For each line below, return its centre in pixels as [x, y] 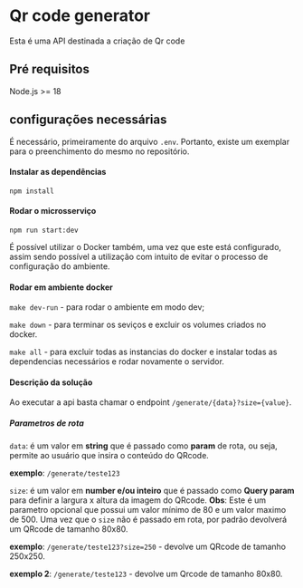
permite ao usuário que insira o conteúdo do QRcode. [109, 456]
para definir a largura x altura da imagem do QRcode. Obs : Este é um [138, 500]
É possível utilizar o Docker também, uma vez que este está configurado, [146, 246]
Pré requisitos [50, 69]
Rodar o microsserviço [53, 211]
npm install [32, 191]
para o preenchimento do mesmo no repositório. [99, 151]
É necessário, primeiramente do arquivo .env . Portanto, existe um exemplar [150, 141]
